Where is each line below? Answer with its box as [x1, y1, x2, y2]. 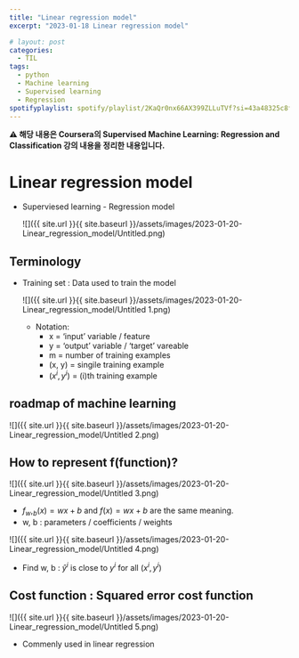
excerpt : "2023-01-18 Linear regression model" [9, 21, 190, 30]
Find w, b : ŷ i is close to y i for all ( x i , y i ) [21, 561, 162, 573]
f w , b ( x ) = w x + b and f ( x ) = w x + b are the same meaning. [21, 505, 234, 518]
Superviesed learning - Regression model [21, 201, 175, 212]
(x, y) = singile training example [48, 360, 165, 370]
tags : [9, 62, 29, 71]
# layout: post [9, 37, 66, 46]
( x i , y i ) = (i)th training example [48, 369, 158, 381]
